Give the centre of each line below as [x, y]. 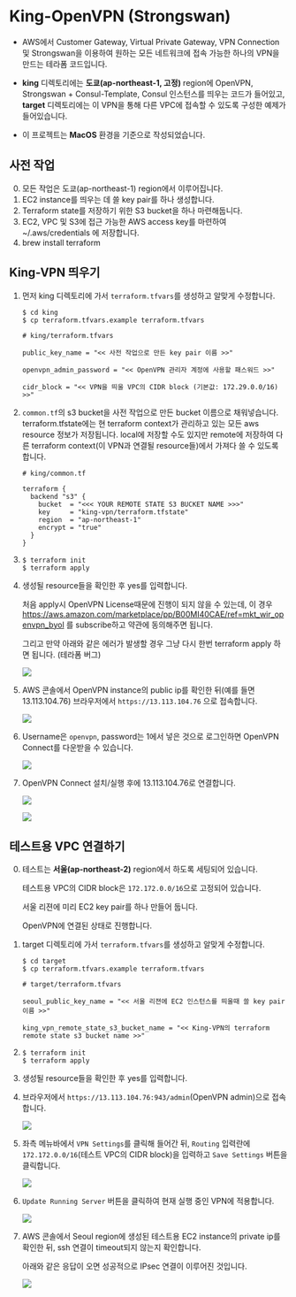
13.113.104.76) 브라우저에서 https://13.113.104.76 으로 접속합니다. [140, 701]
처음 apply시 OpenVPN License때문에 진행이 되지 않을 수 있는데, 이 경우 [147, 604]
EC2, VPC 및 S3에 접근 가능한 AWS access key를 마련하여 [124, 221]
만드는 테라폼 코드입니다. [65, 64]
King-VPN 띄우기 [55, 273]
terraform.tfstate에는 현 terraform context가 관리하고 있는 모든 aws [140, 423]
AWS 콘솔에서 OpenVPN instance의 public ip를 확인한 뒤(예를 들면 [138, 690]
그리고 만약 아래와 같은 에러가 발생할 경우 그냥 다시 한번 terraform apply [147, 643]
